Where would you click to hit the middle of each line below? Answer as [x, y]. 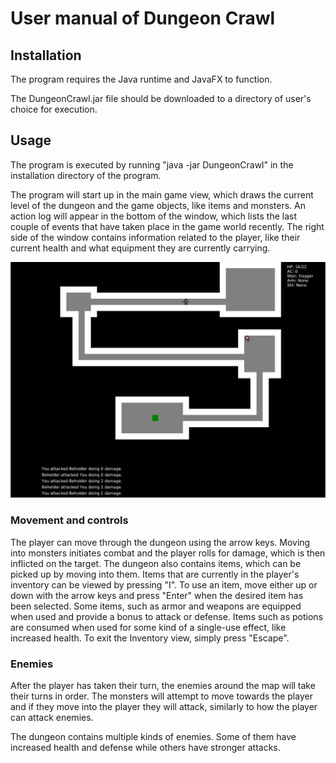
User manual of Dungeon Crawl [143, 18]
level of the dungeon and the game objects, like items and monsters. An [158, 205]
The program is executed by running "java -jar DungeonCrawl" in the [152, 164]
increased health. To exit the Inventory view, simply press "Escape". [150, 638]
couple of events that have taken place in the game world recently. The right [167, 226]
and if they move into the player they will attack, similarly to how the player [164, 706]
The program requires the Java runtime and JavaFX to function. [141, 79]
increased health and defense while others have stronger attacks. [145, 747]
